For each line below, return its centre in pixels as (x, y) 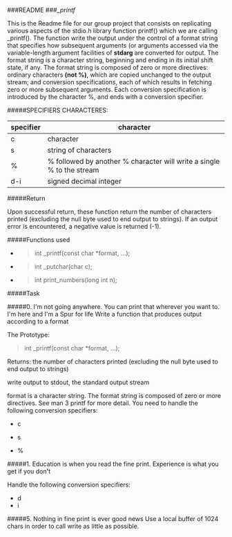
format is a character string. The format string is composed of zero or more (114, 396)
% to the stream (73, 170)
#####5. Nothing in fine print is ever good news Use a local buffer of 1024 (113, 519)
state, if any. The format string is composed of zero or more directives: (108, 67)
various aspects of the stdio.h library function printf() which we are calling (113, 31)
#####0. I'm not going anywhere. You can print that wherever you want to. (113, 307)
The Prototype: (29, 335)
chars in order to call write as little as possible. (73, 526)
